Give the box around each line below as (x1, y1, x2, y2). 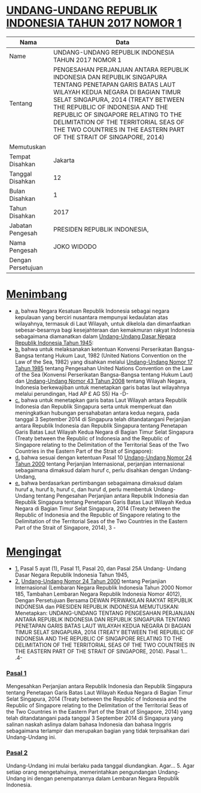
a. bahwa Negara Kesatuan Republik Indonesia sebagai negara (14, 307, 169, 314)
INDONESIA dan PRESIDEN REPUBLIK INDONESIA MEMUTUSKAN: (14, 603, 179, 610)
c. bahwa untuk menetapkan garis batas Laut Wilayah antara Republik (14, 396, 187, 404)
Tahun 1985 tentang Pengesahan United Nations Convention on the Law (14, 364, 193, 372)
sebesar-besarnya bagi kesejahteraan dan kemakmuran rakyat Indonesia (14, 326, 195, 334)
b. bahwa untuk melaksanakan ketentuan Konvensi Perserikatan (14, 346, 173, 353)
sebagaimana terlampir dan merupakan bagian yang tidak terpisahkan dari (6, 727, 190, 735)
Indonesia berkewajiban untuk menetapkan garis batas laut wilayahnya (14, 383, 190, 391)
